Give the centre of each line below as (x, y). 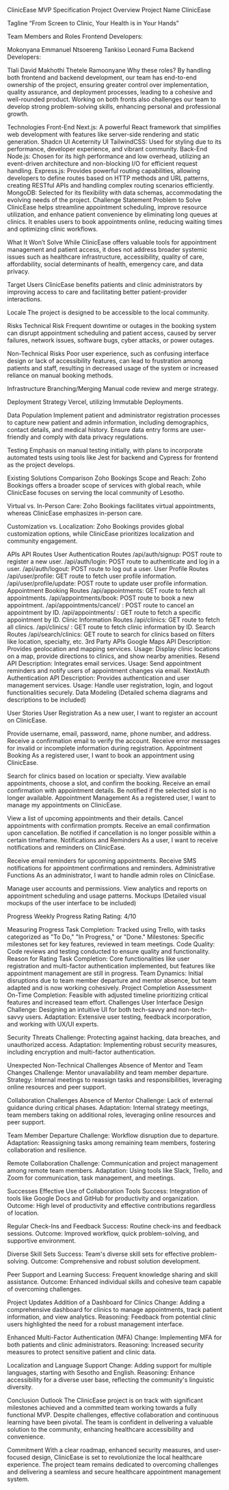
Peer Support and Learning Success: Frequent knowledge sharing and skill (112, 1274)
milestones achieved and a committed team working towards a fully (102, 1407)
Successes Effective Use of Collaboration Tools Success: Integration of (107, 1191)
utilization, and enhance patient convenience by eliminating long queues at (112, 214)
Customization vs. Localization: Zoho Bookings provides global (96, 526)
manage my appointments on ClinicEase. (65, 805)
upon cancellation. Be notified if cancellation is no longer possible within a (112, 833)
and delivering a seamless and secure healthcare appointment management (114, 1472)
